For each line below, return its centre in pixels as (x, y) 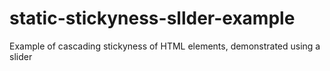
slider (21, 56)
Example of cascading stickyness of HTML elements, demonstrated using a (165, 46)
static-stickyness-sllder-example (152, 18)
